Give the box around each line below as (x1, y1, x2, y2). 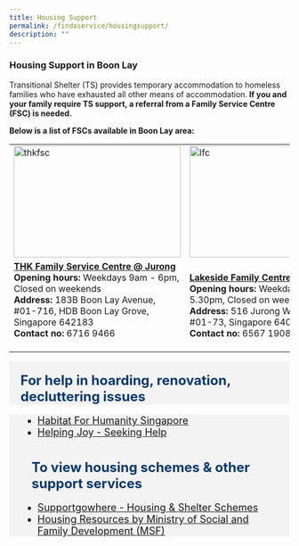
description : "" (9, 29, 69, 38)
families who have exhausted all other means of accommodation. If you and (9, 88, 287, 99)
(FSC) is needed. (9, 108, 73, 119)
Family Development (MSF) (36, 525, 166, 538)
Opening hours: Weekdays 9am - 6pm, (13, 271, 180, 284)
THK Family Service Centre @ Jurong (13, 260, 176, 272)
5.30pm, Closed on (190, 294, 270, 306)
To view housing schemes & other (31, 459, 251, 476)
